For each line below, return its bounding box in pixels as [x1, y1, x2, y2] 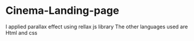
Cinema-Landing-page [5, 4, 119, 17]
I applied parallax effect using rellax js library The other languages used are [5, 23, 188, 30]
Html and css [5, 29, 38, 36]
